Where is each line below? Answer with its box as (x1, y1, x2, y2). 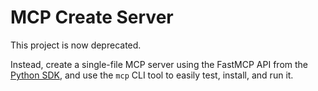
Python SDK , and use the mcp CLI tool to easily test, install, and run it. (10, 69, 294, 81)
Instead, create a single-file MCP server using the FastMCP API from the (10, 58, 309, 70)
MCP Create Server (10, 6, 174, 29)
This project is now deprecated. (10, 39, 142, 51)
